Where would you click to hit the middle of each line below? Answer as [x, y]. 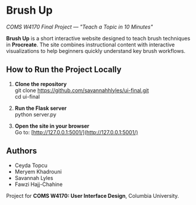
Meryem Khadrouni [38, 171]
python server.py [36, 114]
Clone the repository [41, 84]
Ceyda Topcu [31, 165]
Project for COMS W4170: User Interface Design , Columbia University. [93, 195]
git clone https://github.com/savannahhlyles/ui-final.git [82, 90]
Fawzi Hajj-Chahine [39, 184]
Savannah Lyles [34, 178]
